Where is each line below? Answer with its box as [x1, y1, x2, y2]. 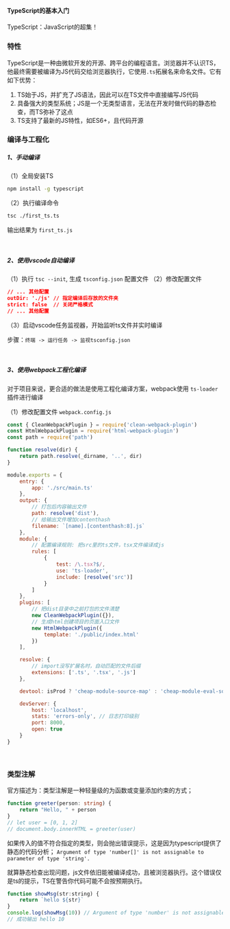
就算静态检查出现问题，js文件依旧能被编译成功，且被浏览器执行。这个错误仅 [7, 868, 222, 876]
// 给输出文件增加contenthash [31, 516, 111, 523]
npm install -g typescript [7, 185, 84, 192]
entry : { [19, 478, 44, 485]
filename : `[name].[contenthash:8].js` [31, 523, 146, 529]
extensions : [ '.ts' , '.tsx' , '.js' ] [31, 669, 136, 676]
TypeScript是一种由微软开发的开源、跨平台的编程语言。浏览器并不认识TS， [7, 58, 220, 67]
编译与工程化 [7, 135, 50, 144]
